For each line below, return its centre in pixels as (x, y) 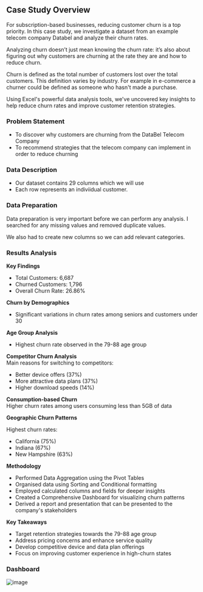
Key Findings (23, 266)
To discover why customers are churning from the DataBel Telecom (100, 135)
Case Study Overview (48, 10)
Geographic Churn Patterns (42, 418)
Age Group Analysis (32, 333)
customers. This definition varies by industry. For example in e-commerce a (101, 80)
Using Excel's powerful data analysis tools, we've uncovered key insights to (101, 99)
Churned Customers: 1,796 (49, 284)
